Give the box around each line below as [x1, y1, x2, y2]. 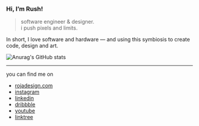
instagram [14, 88, 40, 96]
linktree [14, 114, 34, 121]
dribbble [14, 101, 36, 108]
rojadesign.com [14, 82, 53, 89]
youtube [14, 107, 36, 114]
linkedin [14, 95, 34, 102]
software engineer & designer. [20, 18, 95, 25]
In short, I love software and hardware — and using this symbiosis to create [6, 36, 191, 43]
